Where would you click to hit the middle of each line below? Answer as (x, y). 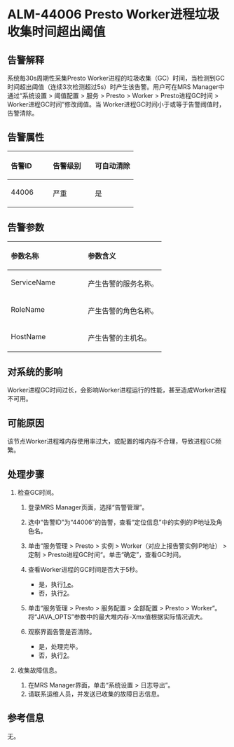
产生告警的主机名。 (120, 338)
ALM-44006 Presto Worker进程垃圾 (113, 14)
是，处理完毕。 (60, 647)
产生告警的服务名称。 (123, 283)
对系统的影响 (35, 372)
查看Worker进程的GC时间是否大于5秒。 (85, 570)
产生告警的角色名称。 (123, 310)
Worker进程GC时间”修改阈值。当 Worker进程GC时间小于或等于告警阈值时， (116, 104)
